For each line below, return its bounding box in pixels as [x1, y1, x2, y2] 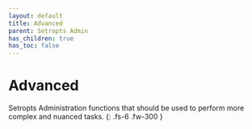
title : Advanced [8, 19, 63, 27]
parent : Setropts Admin [8, 27, 89, 35]
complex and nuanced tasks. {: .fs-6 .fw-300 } [8, 112, 163, 122]
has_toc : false [8, 42, 60, 50]
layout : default [8, 11, 63, 20]
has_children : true [8, 34, 74, 43]
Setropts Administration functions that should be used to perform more [8, 103, 245, 113]
